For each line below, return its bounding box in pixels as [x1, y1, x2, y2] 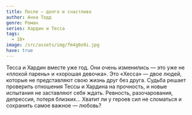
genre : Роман [6, 20, 39, 26]
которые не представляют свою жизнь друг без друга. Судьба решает [6, 76, 186, 83]
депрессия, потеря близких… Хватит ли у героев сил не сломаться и [6, 95, 182, 102]
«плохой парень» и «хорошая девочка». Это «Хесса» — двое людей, [6, 70, 182, 77]
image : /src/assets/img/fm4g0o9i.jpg [6, 42, 100, 48]
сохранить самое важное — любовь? [6, 102, 102, 109]
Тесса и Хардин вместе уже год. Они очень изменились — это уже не [6, 64, 185, 71]
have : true [6, 48, 33, 54]
